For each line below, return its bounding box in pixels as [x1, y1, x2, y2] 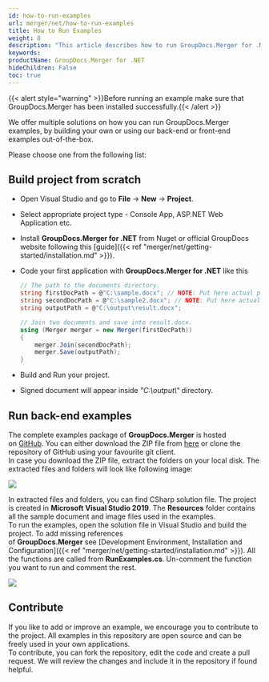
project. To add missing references [8, 529, 124, 538]
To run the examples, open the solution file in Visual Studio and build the [8, 520, 247, 529]
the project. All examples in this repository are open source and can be [8, 630, 242, 640]
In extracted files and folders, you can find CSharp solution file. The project [8, 495, 257, 504]
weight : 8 [8, 34, 42, 42]
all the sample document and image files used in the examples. [8, 511, 216, 521]
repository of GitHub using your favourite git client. [8, 447, 176, 456]
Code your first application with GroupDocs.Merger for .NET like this [19, 266, 248, 276]
